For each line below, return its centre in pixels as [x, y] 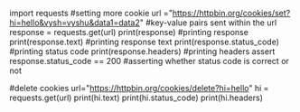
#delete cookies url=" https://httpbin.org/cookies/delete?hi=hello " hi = [139, 88]
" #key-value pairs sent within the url [208, 23]
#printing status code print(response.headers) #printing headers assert [142, 51]
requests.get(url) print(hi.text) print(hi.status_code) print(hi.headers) [136, 98]
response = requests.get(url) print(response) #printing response [129, 32]
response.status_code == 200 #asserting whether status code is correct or [149, 61]
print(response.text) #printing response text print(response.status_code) [145, 42]
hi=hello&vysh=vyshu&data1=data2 [75, 23]
